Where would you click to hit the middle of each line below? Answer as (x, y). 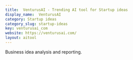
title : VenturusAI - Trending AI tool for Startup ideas (66, 10)
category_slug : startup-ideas (37, 24)
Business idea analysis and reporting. (44, 52)
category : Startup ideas (31, 19)
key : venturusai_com (27, 28)
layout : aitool (21, 38)
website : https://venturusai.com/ (41, 33)
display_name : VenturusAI (33, 14)
